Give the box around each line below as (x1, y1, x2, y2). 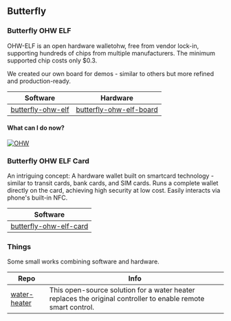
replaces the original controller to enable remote (49, 294, 205, 304)
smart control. (49, 302, 95, 312)
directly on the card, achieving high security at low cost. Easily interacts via (7, 187, 221, 195)
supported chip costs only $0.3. (7, 56, 98, 64)
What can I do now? (7, 123, 65, 132)
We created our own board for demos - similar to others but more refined (7, 69, 214, 78)
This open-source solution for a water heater (49, 285, 195, 295)
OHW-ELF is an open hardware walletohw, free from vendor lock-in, (7, 41, 199, 50)
